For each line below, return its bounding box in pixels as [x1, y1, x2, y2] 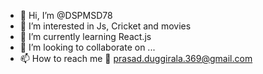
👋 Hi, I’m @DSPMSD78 [19, 10, 113, 21]
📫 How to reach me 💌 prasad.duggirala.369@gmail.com [19, 53, 253, 64]
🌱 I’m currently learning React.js [19, 31, 152, 42]
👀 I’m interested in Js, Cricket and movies [19, 20, 192, 32]
